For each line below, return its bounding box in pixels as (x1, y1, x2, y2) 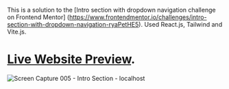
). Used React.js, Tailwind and (138, 21, 223, 28)
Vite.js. (7, 27, 27, 36)
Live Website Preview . (7, 51, 136, 67)
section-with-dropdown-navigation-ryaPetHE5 (7, 21, 139, 28)
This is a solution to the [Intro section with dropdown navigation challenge (7, 6, 216, 14)
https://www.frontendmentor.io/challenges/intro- (69, 13, 207, 21)
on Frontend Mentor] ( (7, 13, 70, 21)
